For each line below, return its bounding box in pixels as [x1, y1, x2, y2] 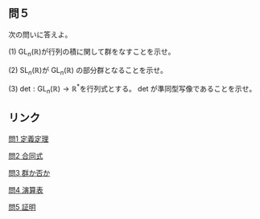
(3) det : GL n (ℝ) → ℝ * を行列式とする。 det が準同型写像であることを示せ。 [8, 83, 257, 95]
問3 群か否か [8, 168, 51, 177]
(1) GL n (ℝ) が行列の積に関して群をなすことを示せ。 [8, 47, 175, 58]
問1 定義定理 [8, 134, 49, 144]
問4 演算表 [8, 185, 43, 194]
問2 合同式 [8, 151, 43, 160]
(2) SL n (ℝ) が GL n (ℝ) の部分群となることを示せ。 [8, 65, 167, 77]
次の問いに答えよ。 [8, 30, 72, 39]
